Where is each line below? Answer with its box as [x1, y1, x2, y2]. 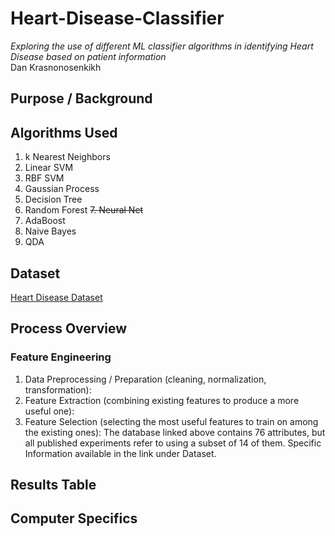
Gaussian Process [24, 183, 100, 195]
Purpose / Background [10, 90, 153, 107]
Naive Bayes [24, 225, 77, 237]
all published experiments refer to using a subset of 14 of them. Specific [24, 437, 322, 449]
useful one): [24, 405, 75, 417]
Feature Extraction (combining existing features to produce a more [24, 394, 300, 406]
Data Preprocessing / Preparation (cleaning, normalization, [24, 373, 267, 385]
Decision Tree [24, 193, 83, 206]
